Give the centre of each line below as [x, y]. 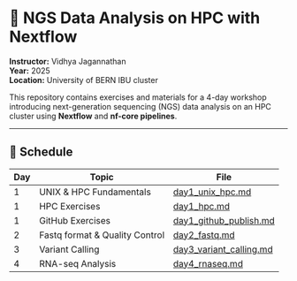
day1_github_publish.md [224, 220]
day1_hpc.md [202, 206]
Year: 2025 [30, 71]
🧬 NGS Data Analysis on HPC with [135, 18]
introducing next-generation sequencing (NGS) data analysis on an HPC [141, 106]
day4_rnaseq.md [208, 263]
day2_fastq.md [204, 235]
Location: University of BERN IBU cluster [84, 80]
